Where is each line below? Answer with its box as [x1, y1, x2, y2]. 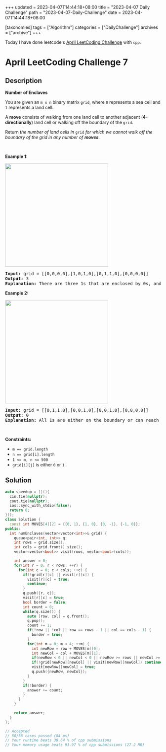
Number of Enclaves [5, 89, 48, 95]
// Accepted [5, 729, 30, 734]
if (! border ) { [23, 683, 52, 688]
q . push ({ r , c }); [23, 591, 56, 596]
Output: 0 [5, 412, 29, 418]
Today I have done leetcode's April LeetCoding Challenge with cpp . [5, 39, 141, 45]
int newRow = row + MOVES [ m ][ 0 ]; [31, 646, 100, 651]
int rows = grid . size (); [14, 540, 65, 545]
